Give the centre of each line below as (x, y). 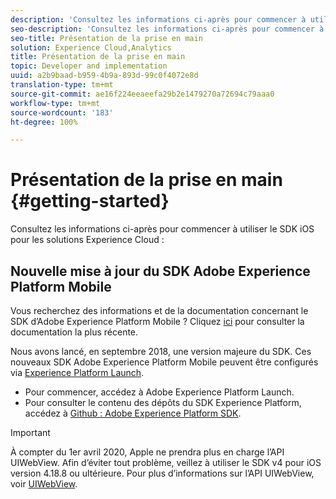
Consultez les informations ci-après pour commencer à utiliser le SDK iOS (162, 229)
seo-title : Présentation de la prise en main (106, 38)
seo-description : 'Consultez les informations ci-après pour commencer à (167, 29)
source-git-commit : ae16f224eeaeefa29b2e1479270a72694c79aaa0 (142, 94)
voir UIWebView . (44, 484)
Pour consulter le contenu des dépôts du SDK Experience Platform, (163, 402)
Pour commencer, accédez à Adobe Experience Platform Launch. (159, 392)
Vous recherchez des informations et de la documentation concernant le (159, 310)
